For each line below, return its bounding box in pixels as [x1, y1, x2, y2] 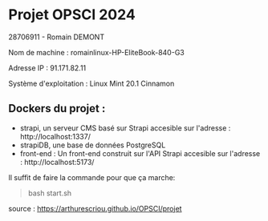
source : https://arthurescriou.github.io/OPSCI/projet [8, 203, 182, 213]
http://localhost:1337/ [19, 131, 91, 141]
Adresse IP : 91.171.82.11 [8, 62, 87, 73]
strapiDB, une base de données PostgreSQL [19, 140, 166, 150]
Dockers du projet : [8, 102, 106, 115]
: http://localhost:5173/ [19, 157, 95, 167]
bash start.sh [27, 188, 72, 198]
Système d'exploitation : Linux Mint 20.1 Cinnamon [8, 78, 175, 88]
